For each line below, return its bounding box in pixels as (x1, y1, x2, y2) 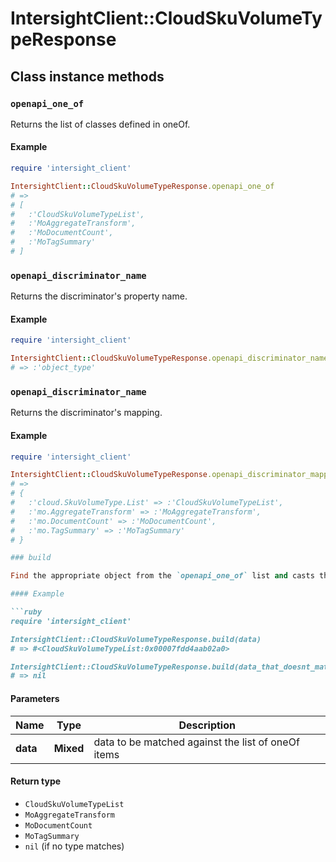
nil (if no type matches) (24, 840, 125, 852)
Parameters (10, 692, 60, 704)
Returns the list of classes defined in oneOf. (10, 118, 191, 130)
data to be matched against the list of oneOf (93, 735, 300, 749)
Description (178, 718, 236, 732)
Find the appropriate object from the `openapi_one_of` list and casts (10, 571, 315, 581)
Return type (10, 775, 62, 787)
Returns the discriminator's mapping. (10, 407, 163, 419)
